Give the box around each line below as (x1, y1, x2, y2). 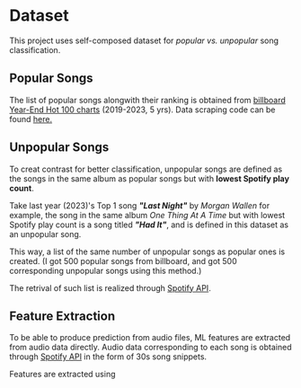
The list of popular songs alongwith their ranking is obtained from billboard (9, 94, 286, 105)
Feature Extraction (9, 308, 115, 323)
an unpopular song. (9, 228, 82, 239)
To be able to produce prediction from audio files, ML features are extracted (9, 332, 291, 343)
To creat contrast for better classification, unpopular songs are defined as (9, 163, 283, 174)
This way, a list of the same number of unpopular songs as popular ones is (9, 246, 286, 257)
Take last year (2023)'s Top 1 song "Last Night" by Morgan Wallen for (9, 199, 270, 211)
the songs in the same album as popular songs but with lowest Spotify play (9, 172, 290, 184)
